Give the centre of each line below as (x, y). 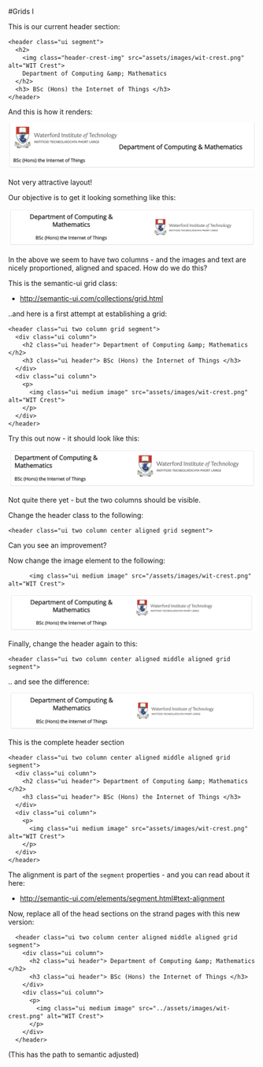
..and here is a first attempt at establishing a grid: (88, 314)
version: (21, 922)
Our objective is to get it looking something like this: (92, 197)
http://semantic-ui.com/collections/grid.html (91, 299)
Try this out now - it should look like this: (74, 439)
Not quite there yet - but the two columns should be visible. (104, 500)
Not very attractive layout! (50, 182)
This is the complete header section (66, 742)
